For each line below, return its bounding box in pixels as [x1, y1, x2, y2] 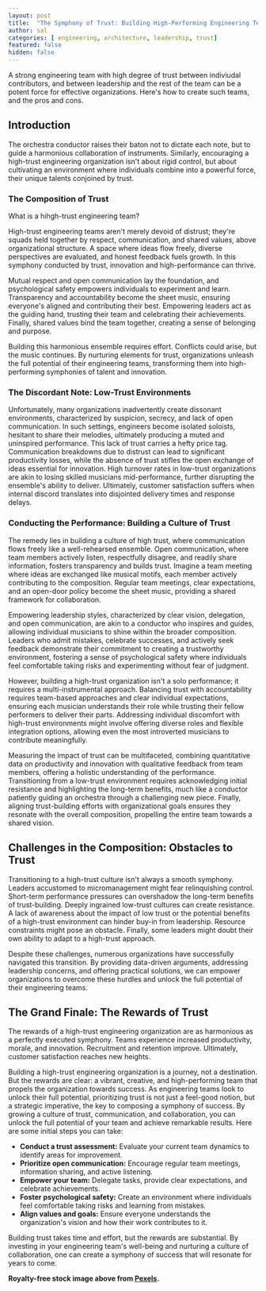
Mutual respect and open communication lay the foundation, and [8, 276, 219, 286]
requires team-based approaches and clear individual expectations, [8, 692, 230, 703]
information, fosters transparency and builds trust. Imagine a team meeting [8, 561, 253, 570]
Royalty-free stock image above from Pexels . [8, 1274, 160, 1283]
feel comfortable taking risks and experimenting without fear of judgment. [8, 661, 249, 670]
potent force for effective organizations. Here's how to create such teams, [8, 87, 250, 96]
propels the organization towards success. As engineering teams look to [8, 1085, 244, 1094]
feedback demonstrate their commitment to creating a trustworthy [8, 644, 224, 653]
